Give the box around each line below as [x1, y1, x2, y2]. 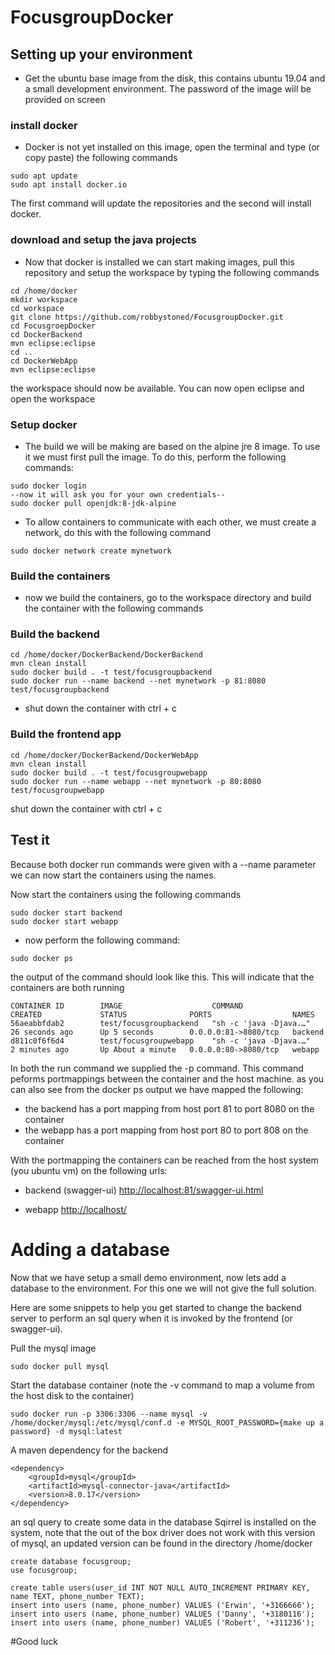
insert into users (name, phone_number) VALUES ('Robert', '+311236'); [10, 1617, 315, 1628]
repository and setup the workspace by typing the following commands [24, 266, 320, 278]
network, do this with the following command [24, 526, 212, 538]
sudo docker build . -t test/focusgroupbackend [10, 667, 213, 678]
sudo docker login [10, 481, 87, 491]
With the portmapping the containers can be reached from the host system [10, 1154, 319, 1166]
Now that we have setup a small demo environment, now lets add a [10, 1271, 287, 1283]
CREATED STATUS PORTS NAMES [10, 1009, 315, 1020]
